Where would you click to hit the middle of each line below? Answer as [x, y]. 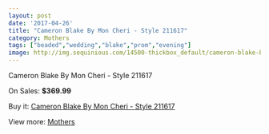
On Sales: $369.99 [40, 91]
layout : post [30, 16]
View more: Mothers [42, 122]
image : [19, 53]
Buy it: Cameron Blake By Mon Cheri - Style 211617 [92, 106]
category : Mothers [39, 38]
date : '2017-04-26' [41, 23]
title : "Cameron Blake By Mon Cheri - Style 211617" [98, 30]
